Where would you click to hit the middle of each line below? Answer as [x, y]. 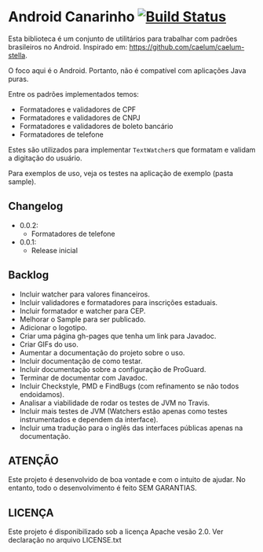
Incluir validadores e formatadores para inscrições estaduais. [119, 302]
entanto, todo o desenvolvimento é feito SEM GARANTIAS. [103, 488]
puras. [18, 79]
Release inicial [55, 250]
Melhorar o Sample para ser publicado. [83, 319]
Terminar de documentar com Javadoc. [83, 377]
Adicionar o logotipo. [53, 327]
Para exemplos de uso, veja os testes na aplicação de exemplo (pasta [121, 173]
